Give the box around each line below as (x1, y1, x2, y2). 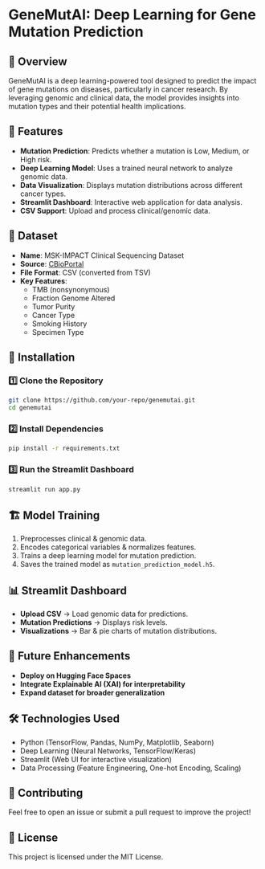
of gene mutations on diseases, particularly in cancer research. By (8, 84, 229, 94)
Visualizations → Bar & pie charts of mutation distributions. (19, 626, 218, 636)
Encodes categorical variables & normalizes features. (19, 542, 197, 552)
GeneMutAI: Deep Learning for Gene (8, 6, 257, 24)
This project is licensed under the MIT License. (8, 852, 164, 862)
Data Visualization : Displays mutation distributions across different (19, 180, 243, 190)
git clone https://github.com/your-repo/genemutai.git (8, 396, 196, 405)
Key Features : (19, 275, 67, 286)
